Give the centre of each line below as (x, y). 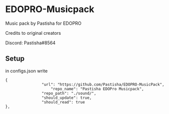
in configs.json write (27, 71)
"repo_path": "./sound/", (69, 93)
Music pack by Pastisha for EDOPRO (43, 23)
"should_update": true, (67, 98)
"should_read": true (63, 102)
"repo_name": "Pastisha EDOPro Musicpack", (97, 89)
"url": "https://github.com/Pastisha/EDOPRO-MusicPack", (103, 84)
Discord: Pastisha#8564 (30, 43)
